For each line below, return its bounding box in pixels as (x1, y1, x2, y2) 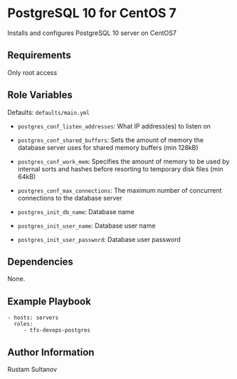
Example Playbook (7, 295, 91, 308)
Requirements (7, 49, 71, 61)
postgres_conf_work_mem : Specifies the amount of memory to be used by (17, 157, 230, 166)
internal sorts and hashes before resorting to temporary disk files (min (17, 164, 223, 173)
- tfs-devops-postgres (23, 327, 91, 334)
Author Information (7, 346, 95, 358)
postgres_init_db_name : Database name (17, 207, 135, 216)
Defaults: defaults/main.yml (7, 108, 90, 116)
